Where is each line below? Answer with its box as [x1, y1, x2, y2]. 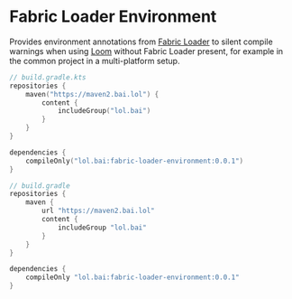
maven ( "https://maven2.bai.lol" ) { [25, 89, 160, 98]
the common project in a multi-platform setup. [9, 55, 180, 66]
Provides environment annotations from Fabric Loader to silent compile [9, 36, 273, 47]
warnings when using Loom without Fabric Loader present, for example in [9, 45, 284, 56]
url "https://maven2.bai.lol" [41, 206, 155, 216]
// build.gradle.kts [9, 72, 87, 82]
